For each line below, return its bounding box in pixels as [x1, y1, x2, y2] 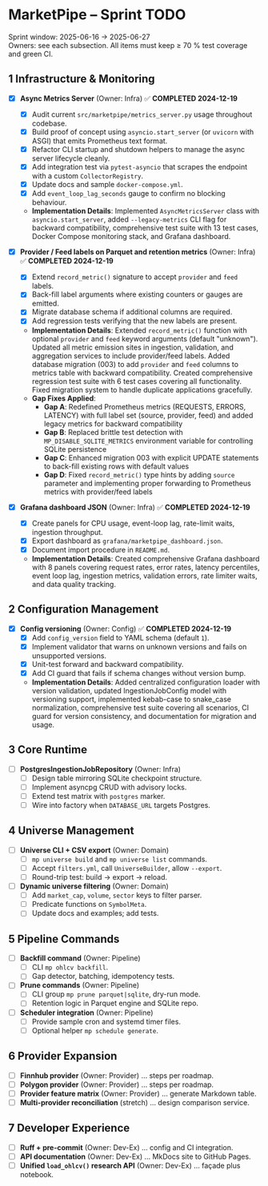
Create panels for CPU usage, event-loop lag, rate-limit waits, [31, 518, 235, 528]
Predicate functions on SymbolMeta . [31, 900, 147, 909]
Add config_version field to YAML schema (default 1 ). [31, 633, 210, 642]
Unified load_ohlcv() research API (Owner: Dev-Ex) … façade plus [19, 1160, 241, 1170]
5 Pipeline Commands [8, 932, 120, 945]
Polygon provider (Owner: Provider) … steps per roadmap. [19, 1080, 214, 1089]
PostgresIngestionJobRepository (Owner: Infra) [19, 764, 182, 773]
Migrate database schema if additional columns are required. [31, 307, 233, 317]
